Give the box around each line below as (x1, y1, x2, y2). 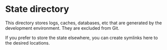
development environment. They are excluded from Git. (5, 25, 119, 31)
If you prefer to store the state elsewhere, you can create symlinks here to (5, 35, 158, 41)
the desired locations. (5, 40, 50, 46)
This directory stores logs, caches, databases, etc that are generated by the (5, 20, 162, 26)
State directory (5, 3, 69, 15)
